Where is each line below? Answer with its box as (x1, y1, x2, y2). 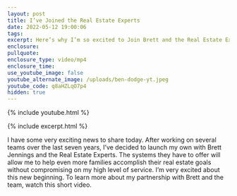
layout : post (7, 10, 46, 18)
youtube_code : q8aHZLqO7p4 (7, 82, 87, 90)
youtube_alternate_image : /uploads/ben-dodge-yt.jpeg (7, 75, 169, 83)
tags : (7, 30, 23, 37)
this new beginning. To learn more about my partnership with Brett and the (7, 173, 224, 182)
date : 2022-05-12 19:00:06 (7, 23, 87, 30)
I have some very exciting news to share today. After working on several (7, 135, 217, 145)
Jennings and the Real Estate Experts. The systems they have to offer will (7, 151, 221, 159)
